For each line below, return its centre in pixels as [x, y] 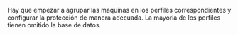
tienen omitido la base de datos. [54, 25]
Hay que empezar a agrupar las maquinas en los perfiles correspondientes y [119, 10]
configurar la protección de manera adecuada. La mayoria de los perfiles [114, 17]
